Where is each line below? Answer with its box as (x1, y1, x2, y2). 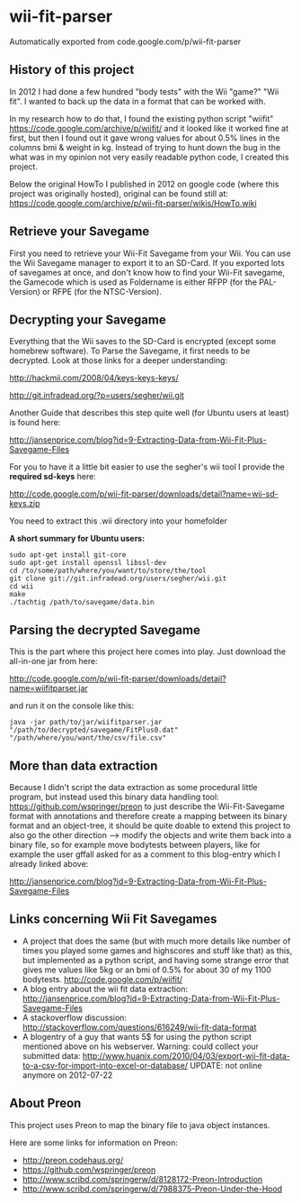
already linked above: (9, 859, 89, 869)
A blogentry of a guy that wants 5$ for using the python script (22, 1031, 252, 1042)
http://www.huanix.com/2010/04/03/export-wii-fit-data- (82, 1050, 290, 1061)
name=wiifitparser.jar (9, 683, 88, 694)
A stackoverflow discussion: (22, 1012, 128, 1023)
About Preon (9, 1096, 82, 1111)
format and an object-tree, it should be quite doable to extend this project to (9, 820, 291, 831)
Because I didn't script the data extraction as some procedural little (9, 782, 258, 792)
